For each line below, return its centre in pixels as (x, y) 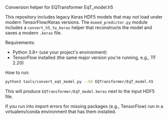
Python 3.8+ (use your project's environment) (59, 52)
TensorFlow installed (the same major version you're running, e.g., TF (84, 57)
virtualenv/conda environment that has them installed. (61, 111)
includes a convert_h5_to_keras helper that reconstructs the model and (78, 27)
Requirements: (20, 42)
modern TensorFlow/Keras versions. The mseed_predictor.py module (76, 22)
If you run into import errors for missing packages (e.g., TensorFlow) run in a (84, 106)
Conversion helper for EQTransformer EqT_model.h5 (59, 7)
